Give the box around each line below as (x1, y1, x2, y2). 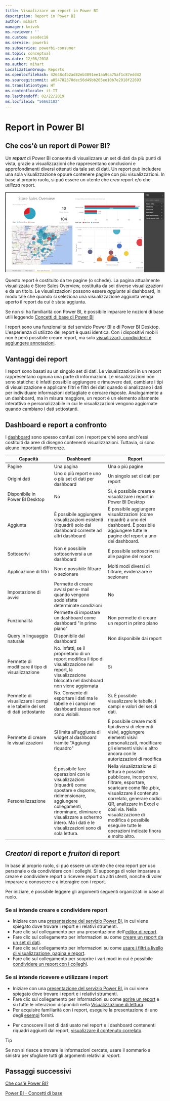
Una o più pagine (108, 463, 143, 469)
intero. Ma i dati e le (54, 819, 95, 825)
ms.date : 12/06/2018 (5, 56, 49, 61)
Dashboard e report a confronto (5, 420, 107, 429)
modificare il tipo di (7, 664, 48, 670)
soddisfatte (54, 597, 77, 603)
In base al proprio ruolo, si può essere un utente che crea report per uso (5, 862, 156, 869)
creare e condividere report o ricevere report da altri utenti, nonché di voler (5, 874, 162, 880)
